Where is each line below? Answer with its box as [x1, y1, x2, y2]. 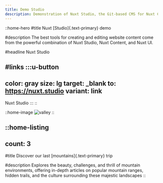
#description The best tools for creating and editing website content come [5, 34, 154, 40]
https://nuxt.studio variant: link [5, 87, 102, 95]
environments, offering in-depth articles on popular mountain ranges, [5, 167, 144, 173]
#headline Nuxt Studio [5, 49, 50, 55]
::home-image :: [5, 109, 55, 115]
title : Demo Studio [5, 7, 45, 12]
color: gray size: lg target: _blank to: [5, 80, 116, 88]
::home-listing [5, 123, 49, 132]
